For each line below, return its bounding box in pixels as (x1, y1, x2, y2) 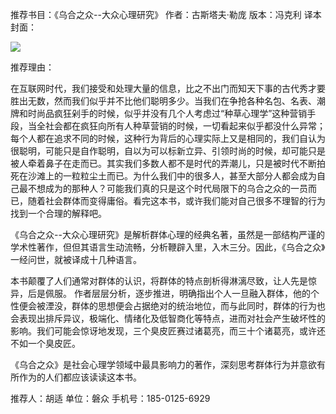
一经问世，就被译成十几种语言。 (10, 254, 142, 265)
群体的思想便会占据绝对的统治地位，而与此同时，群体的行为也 (71, 300, 326, 312)
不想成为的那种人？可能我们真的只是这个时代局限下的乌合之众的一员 (27, 183, 308, 194)
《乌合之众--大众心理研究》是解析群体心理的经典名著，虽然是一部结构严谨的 (10, 229, 325, 240)
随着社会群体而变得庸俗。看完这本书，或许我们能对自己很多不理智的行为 (27, 195, 326, 207)
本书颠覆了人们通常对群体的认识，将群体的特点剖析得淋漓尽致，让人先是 (10, 275, 308, 287)
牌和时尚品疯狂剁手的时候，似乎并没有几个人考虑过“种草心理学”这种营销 (10, 108, 308, 119)
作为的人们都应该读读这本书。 (18, 371, 142, 383)
